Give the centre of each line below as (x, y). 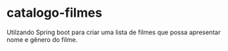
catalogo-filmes (55, 13)
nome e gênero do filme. (42, 39)
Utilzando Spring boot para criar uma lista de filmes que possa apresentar (114, 32)
